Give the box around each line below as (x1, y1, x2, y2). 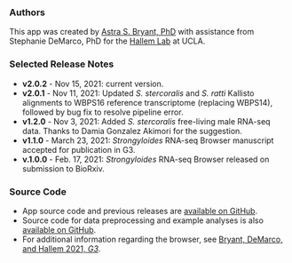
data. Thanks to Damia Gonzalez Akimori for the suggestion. (21, 125, 242, 136)
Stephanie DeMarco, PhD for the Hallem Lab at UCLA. (9, 36, 206, 46)
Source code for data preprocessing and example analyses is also (21, 215, 264, 226)
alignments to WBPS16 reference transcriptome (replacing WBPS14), (21, 97, 273, 108)
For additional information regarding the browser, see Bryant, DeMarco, (21, 234, 283, 244)
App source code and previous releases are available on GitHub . (21, 205, 258, 216)
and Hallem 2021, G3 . (21, 243, 101, 254)
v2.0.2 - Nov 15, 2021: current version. (21, 78, 164, 89)
